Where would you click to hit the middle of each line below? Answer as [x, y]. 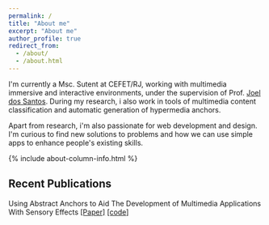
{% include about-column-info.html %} [73, 158]
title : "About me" [39, 23]
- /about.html [39, 62]
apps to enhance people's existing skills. [76, 142]
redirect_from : [34, 46]
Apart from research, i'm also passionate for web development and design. [133, 125]
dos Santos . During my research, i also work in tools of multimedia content [132, 101]
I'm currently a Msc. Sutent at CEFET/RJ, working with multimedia [118, 84]
